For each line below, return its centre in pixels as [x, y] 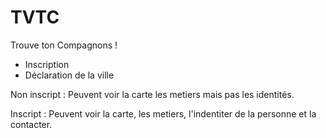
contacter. [31, 124]
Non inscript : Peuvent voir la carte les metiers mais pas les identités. [152, 94]
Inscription [47, 64]
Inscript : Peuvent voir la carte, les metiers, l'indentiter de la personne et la [163, 113]
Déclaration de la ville [69, 75]
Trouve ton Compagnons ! [64, 45]
